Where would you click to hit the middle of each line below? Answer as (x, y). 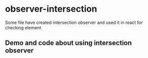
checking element (23, 27)
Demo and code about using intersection (69, 43)
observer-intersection (51, 9)
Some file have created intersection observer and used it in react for (74, 22)
